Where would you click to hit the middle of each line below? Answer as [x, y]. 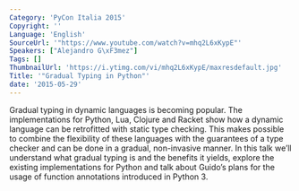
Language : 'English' [48, 34]
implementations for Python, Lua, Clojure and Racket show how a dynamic [146, 119]
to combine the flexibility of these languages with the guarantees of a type [146, 138]
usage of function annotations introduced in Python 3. [109, 177]
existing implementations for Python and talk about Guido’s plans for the [142, 167]
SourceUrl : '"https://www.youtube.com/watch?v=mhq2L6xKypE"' [126, 43]
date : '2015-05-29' [46, 84]
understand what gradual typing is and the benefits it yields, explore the [142, 157]
